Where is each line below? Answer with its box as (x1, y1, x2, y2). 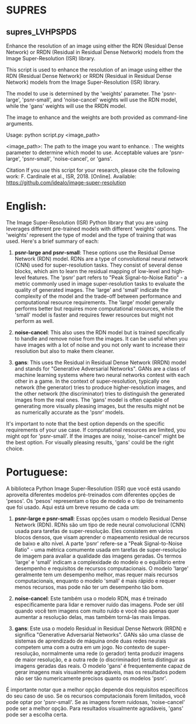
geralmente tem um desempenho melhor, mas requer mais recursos (14, 571, 178, 578)
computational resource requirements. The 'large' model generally (14, 298, 174, 305)
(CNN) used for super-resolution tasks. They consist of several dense (14, 261, 183, 268)
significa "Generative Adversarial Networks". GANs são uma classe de (14, 631, 184, 638)
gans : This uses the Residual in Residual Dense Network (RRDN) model (14, 359, 187, 366)
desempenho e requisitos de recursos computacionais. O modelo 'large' (14, 565, 189, 572)
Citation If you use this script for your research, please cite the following (6, 166, 180, 174)
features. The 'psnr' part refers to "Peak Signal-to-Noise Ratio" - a (27, 274, 187, 281)
